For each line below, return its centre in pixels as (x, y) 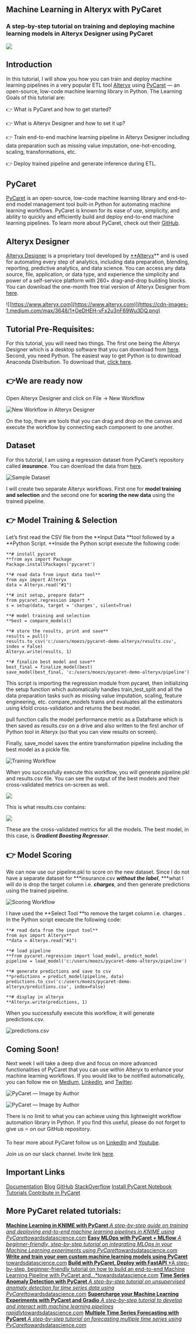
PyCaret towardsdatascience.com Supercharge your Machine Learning (92, 1294)
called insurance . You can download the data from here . (74, 466)
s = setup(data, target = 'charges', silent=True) (69, 606)
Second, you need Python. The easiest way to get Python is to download (94, 355)
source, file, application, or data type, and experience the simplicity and (92, 275)
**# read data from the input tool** (52, 930)
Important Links (36, 1172)
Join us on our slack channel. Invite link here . (61, 1154)
